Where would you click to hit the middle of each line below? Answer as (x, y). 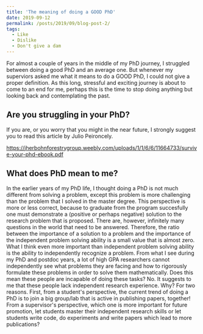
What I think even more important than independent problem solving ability (100, 246)
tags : (13, 29)
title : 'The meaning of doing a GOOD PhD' (61, 12)
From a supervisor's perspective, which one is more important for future (97, 305)
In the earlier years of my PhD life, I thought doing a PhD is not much (92, 188)
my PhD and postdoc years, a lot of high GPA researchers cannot (88, 259)
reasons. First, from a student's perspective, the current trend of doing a (98, 292)
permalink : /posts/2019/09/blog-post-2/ (59, 23)
